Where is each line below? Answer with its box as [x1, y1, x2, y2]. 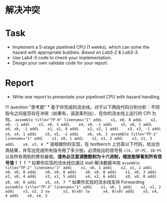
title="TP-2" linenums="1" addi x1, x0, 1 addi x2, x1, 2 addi [5, 165, 153, 171]
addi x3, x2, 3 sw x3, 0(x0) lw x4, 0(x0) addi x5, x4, [5, 189, 159, 194]
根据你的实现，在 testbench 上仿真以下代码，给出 [54, 141, 156, 147]
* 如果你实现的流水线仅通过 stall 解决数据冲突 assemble [28, 160, 140, 166]
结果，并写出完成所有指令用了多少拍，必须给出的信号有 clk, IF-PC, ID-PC [9, 147, 162, 153]
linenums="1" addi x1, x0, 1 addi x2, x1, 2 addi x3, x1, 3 [5, 136, 153, 141]
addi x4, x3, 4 [5, 142, 43, 147]
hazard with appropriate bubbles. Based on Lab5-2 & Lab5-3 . [12, 49, 139, 55]
